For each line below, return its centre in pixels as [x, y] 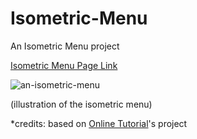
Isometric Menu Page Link [64, 65]
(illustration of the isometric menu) [81, 104]
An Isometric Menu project [65, 46]
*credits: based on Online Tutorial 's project [99, 123]
